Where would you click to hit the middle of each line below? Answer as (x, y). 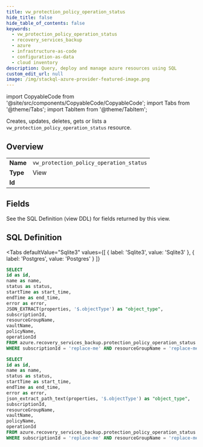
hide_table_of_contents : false (46, 23)
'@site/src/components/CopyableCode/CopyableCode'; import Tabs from (98, 103)
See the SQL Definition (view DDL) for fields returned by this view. (88, 218)
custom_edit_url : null (35, 74)
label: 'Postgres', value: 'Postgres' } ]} (53, 258)
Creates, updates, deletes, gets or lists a (56, 121)
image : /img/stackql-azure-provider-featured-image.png (78, 79)
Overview (25, 147)
